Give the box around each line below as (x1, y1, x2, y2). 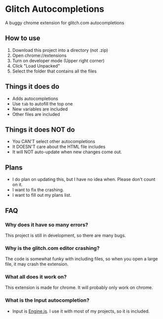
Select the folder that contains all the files (12, 68, 97, 74)
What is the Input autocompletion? (5, 297, 90, 304)
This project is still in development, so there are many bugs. (5, 232, 127, 238)
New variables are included (12, 106, 68, 112)
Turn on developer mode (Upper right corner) (12, 58, 105, 64)
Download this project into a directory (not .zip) (12, 47, 108, 53)
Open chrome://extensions (12, 52, 67, 58)
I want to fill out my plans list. (12, 192, 71, 198)
